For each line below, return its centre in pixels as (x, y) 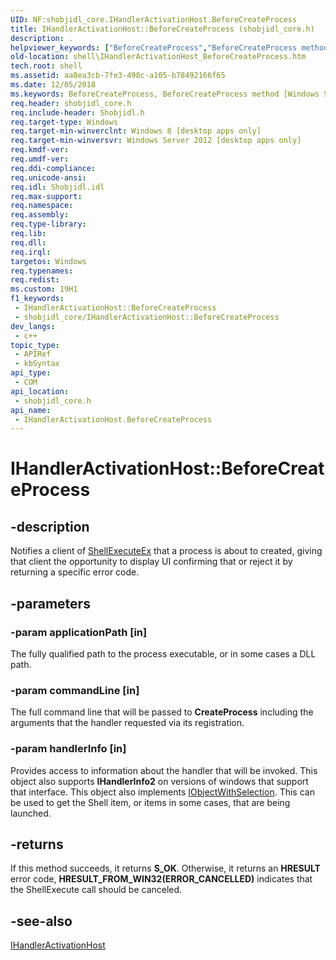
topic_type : (35, 345)
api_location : (40, 391)
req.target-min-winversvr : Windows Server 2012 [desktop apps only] (156, 141)
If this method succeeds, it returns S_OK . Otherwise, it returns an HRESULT (165, 868)
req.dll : (28, 242)
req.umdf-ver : (40, 159)
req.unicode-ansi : (48, 177)
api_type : (31, 373)
